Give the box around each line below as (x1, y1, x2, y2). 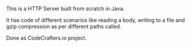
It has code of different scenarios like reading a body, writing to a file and (6, 17, 185, 23)
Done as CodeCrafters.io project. (6, 35, 87, 41)
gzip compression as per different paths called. (6, 23, 122, 30)
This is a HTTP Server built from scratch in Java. (6, 5, 125, 12)
